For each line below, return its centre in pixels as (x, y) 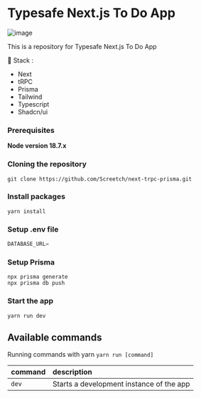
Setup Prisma (31, 262)
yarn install (27, 211)
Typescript (33, 104)
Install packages (37, 197)
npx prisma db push (36, 283)
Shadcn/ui (33, 112)
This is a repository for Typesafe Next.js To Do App (82, 46)
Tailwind (30, 97)
